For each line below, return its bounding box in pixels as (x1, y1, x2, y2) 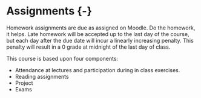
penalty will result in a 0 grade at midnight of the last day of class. (6, 43, 171, 51)
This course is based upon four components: (6, 55, 119, 62)
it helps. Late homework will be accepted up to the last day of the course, (6, 30, 189, 37)
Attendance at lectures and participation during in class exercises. (15, 66, 180, 73)
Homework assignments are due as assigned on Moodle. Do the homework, (6, 24, 196, 31)
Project (15, 79, 33, 87)
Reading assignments (15, 73, 69, 80)
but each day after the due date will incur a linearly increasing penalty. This (6, 37, 194, 44)
